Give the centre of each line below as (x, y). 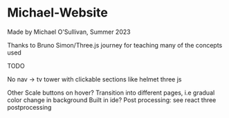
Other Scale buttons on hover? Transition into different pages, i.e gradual (111, 92)
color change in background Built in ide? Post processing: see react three (112, 100)
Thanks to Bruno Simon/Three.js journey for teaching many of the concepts (115, 45)
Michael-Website (58, 13)
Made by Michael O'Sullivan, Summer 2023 (69, 32)
